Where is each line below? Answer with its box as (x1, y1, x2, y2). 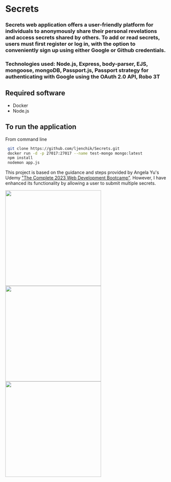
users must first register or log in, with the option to (5, 40, 136, 47)
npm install (7, 155, 33, 160)
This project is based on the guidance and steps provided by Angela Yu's (5, 169, 159, 176)
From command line (5, 136, 47, 142)
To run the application (5, 123, 77, 131)
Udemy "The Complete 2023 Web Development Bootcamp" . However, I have (5, 175, 166, 181)
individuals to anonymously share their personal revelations (5, 28, 157, 35)
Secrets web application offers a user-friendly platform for (5, 21, 154, 29)
